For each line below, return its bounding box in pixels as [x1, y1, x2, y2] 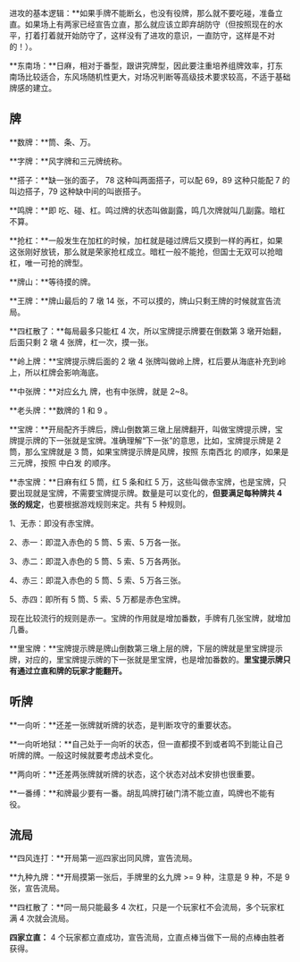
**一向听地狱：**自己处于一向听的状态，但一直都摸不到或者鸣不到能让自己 [9, 738, 284, 749]
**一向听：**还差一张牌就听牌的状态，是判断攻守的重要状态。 [9, 719, 237, 730]
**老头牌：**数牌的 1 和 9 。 [9, 405, 113, 416]
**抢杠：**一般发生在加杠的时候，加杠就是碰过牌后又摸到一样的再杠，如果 [9, 235, 284, 246]
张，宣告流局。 [9, 883, 64, 894]
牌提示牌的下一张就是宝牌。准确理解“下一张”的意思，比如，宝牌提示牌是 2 [9, 435, 281, 445]
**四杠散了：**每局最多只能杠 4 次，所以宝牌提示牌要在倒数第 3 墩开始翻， [9, 325, 287, 336]
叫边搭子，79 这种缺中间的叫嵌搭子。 [9, 186, 146, 197]
